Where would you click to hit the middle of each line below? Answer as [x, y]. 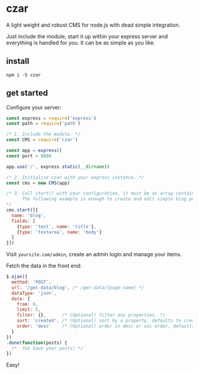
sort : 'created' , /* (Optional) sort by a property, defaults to [99, 321]
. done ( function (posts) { [37, 343]
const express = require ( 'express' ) [51, 118]
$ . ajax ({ [17, 277]
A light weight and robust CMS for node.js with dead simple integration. [93, 25]
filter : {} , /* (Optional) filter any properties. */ [91, 315]
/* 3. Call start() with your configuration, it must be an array [90, 194]
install [18, 61]
